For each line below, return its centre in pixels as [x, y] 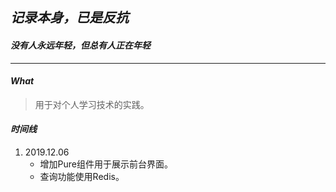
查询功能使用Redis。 [82, 176]
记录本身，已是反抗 [69, 18]
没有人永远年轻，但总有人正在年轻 [80, 45]
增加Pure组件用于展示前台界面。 [106, 164]
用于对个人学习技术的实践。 [92, 104]
